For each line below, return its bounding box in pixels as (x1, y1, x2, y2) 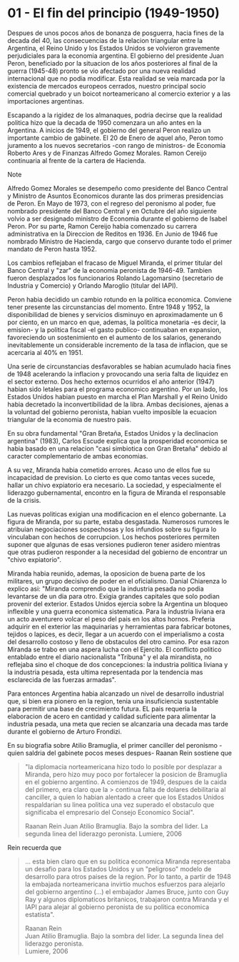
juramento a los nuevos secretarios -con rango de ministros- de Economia (7, 141, 226, 149)
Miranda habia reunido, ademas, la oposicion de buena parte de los (7, 569, 205, 578)
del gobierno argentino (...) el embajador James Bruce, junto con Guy (24, 887, 230, 896)
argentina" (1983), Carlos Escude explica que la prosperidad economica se (7, 436, 228, 445)
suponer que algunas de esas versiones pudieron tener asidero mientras (7, 540, 220, 548)
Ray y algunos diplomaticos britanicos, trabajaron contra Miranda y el (24, 895, 230, 903)
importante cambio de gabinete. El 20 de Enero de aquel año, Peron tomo (7, 134, 223, 142)
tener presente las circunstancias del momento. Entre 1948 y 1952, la (7, 302, 210, 311)
